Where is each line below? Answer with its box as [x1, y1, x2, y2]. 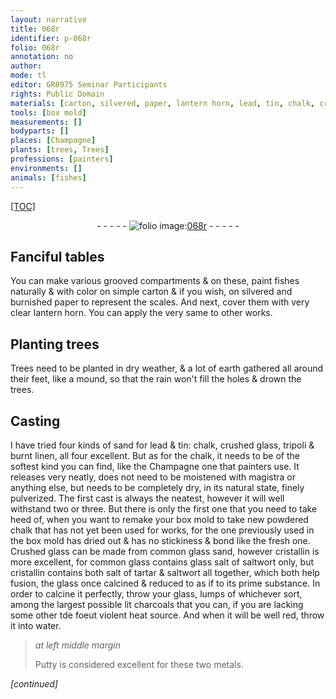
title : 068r [10, 24, 60, 34]
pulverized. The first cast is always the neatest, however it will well [10, 492, 285, 504]
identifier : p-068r [10, 33, 92, 43]
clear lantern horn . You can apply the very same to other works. [10, 307, 273, 319]
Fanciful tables [10, 248, 105, 265]
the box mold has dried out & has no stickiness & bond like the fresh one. [10, 534, 311, 546]
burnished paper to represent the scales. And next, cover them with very [10, 296, 310, 308]
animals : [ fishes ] [10, 172, 87, 183]
